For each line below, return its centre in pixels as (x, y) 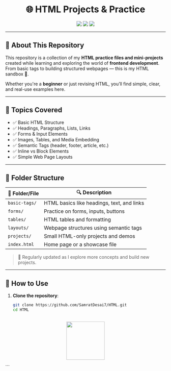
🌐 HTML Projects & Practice (85, 9)
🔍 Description (94, 192)
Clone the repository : (36, 296)
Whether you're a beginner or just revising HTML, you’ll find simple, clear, (83, 84)
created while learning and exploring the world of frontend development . (82, 63)
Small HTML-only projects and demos (90, 236)
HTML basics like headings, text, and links (94, 203)
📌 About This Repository (45, 45)
